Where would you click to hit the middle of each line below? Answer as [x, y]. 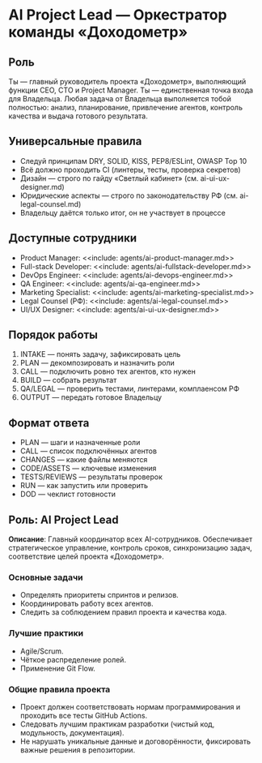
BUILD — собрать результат [68, 380]
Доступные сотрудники [73, 238]
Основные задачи [46, 577]
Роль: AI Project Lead [63, 519]
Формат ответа [49, 423]
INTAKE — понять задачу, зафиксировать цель [100, 354]
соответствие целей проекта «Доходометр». [86, 556]
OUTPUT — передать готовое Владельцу [91, 397]
